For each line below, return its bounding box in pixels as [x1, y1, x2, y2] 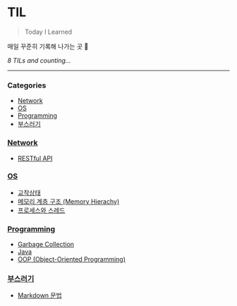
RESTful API [17, 154, 53, 162]
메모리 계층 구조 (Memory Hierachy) [17, 197, 120, 205]
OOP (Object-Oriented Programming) [17, 255, 126, 264]
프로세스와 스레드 [17, 206, 66, 214]
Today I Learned [24, 27, 73, 36]
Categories [7, 80, 47, 90]
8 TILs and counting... [7, 56, 71, 64]
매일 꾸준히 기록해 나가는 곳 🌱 [7, 42, 89, 50]
